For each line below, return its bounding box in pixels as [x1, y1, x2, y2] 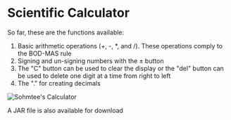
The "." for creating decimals [17, 79, 101, 87]
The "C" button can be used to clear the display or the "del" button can [17, 64, 224, 72]
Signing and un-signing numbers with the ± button [17, 56, 164, 65]
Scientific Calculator [7, 5, 130, 21]
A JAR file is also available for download [7, 106, 123, 114]
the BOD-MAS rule [17, 49, 72, 58]
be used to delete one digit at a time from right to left [17, 72, 171, 80]
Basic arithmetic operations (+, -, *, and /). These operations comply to [17, 41, 223, 50]
